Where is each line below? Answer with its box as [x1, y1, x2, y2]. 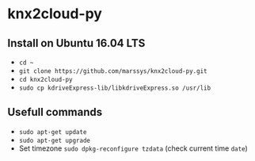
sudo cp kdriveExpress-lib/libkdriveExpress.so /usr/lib [18, 84, 211, 92]
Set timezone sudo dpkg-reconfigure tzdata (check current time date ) [18, 144, 249, 153]
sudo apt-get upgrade [18, 136, 90, 144]
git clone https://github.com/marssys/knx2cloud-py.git [18, 67, 207, 75]
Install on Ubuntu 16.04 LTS [7, 36, 146, 50]
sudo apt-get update [18, 128, 87, 136]
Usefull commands [7, 105, 103, 119]
